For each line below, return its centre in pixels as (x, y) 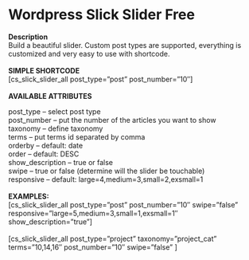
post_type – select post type (54, 111)
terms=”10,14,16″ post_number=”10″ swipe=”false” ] (93, 247)
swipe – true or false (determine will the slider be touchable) (107, 171)
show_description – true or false (61, 162)
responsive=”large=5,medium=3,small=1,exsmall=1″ (93, 213)
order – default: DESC (44, 154)
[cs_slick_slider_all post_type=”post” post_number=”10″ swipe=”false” (123, 204)
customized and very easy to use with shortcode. (89, 53)
